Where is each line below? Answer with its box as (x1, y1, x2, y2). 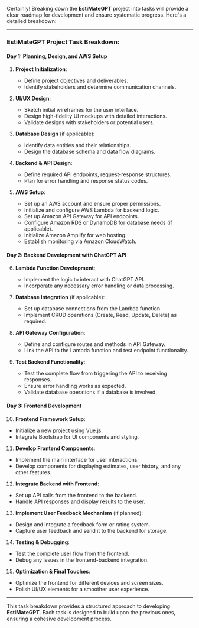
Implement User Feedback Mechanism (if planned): (15, 509, 143, 516)
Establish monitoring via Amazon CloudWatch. (24, 238, 137, 245)
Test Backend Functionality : (15, 358, 86, 365)
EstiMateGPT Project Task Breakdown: (6, 38, 120, 46)
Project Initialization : (15, 66, 67, 73)
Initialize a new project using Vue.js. (15, 427, 103, 434)
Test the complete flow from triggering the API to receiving (24, 370, 168, 377)
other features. (15, 468, 52, 475)
